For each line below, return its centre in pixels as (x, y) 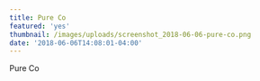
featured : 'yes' (40, 26)
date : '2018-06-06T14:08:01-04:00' (76, 43)
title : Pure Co (38, 18)
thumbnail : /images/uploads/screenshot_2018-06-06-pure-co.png (130, 34)
